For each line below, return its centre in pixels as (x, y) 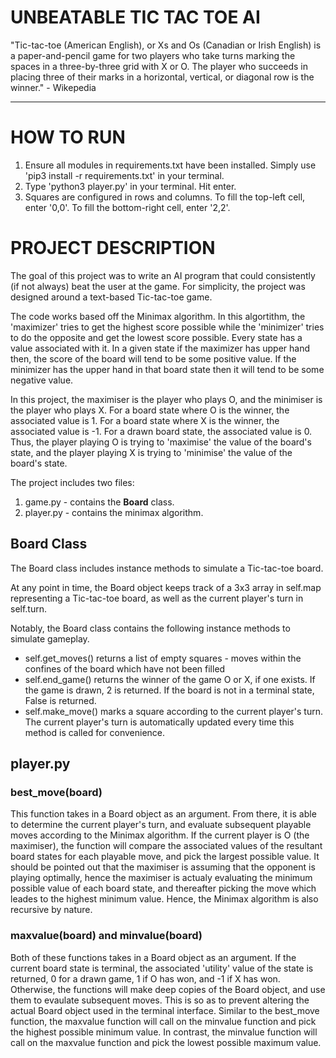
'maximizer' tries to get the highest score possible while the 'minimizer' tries (167, 327)
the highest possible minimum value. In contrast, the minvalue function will (164, 1032)
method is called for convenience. (95, 732)
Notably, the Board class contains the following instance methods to (150, 628)
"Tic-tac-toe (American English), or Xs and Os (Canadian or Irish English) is (166, 45)
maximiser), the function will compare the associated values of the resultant (166, 846)
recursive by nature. (51, 910)
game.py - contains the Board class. (99, 502)
